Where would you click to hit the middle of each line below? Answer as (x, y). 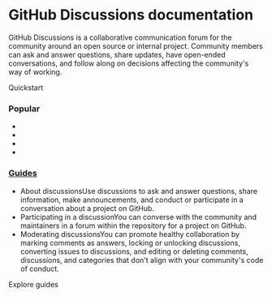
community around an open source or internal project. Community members (136, 45)
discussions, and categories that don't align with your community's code (142, 260)
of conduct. (39, 269)
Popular (24, 109)
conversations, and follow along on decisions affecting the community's (129, 63)
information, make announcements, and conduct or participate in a (132, 200)
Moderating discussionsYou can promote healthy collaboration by (130, 234)
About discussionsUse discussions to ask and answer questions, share (139, 191)
